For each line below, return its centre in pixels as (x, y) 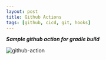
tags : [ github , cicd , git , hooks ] (49, 22)
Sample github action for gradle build (53, 39)
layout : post (22, 11)
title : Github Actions (34, 17)
